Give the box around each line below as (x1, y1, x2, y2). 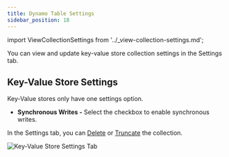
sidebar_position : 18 (7, 17, 70, 24)
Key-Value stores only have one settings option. (7, 95, 144, 103)
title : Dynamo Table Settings (7, 10, 95, 17)
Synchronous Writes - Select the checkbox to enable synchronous (17, 108, 210, 116)
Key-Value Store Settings (7, 76, 118, 88)
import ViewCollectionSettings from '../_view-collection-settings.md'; (7, 35, 204, 44)
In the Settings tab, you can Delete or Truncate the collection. (7, 129, 183, 137)
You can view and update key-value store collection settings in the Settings (7, 49, 222, 57)
